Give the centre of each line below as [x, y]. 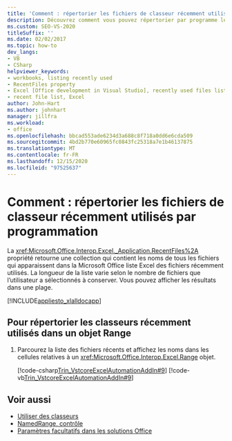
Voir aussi [29, 399]
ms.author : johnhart [37, 110]
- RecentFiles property [41, 84]
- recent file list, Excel [46, 97]
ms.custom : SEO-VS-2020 [41, 26]
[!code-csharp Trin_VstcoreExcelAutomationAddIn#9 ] [92, 370]
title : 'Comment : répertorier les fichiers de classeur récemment [106, 13]
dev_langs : [23, 53]
